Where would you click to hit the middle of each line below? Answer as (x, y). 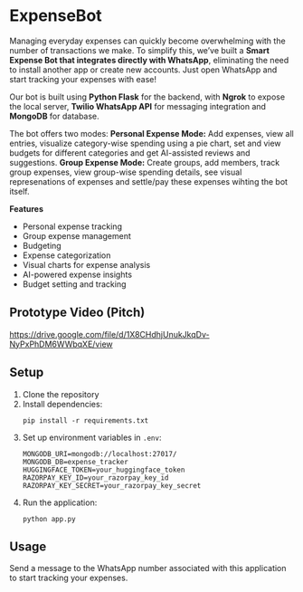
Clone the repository (61, 394)
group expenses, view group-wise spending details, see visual (126, 172)
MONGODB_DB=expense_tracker (75, 462)
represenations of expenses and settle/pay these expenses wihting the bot (148, 181)
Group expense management (76, 235)
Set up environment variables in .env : (92, 437)
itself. (19, 191)
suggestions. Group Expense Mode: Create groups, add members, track (145, 162)
